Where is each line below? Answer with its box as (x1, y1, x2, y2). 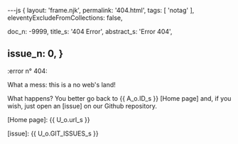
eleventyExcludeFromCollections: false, (7, 13, 123, 22)
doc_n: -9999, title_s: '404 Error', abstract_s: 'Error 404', (7, 28, 173, 35)
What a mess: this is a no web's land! (7, 80, 116, 89)
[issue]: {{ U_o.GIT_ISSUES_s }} (7, 129, 99, 138)
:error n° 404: (7, 67, 48, 75)
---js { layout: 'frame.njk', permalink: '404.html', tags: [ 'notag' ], (7, 6, 195, 14)
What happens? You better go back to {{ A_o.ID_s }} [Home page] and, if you (7, 94, 232, 102)
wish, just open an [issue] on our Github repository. (7, 101, 158, 110)
